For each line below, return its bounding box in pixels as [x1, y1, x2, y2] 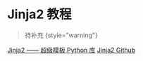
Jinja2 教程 [7, 6, 72, 22]
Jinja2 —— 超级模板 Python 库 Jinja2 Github [7, 46, 136, 54]
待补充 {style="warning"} [24, 31, 99, 39]
